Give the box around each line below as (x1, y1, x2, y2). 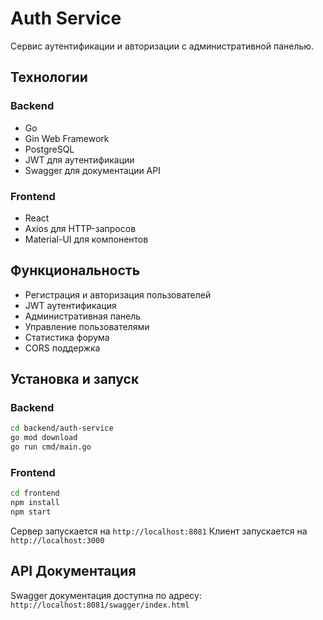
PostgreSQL (24, 143, 75, 155)
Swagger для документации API (24, 164, 161, 176)
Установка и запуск (10, 371, 140, 388)
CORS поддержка (24, 342, 101, 354)
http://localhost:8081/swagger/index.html (10, 600, 190, 610)
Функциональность (10, 262, 141, 279)
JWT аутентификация (24, 299, 117, 311)
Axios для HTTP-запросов (24, 222, 137, 234)
